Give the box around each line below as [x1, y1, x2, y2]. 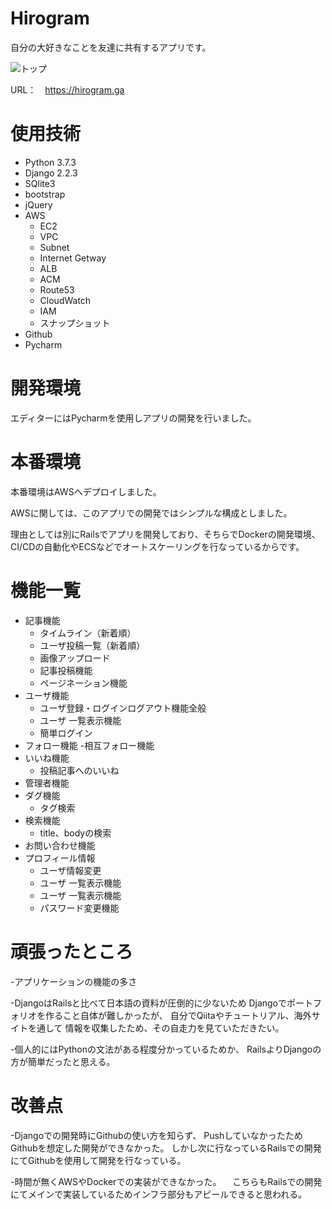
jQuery [24, 198, 53, 211]
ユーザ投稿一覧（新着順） [39, 639, 146, 651]
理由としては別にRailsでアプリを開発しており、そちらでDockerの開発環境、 [10, 528, 321, 540]
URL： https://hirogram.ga [10, 83, 125, 96]
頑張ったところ [10, 940, 134, 963]
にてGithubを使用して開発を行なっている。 [10, 1154, 187, 1166]
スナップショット [39, 317, 111, 329]
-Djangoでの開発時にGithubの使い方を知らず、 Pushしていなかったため [10, 1129, 303, 1141]
